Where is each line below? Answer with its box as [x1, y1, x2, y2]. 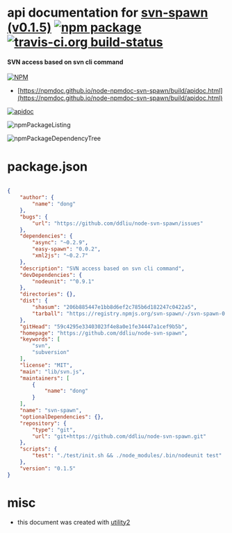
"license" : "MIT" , [19, 362, 73, 369]
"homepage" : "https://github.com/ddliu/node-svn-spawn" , [19, 330, 188, 337]
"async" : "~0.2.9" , [32, 239, 89, 246]
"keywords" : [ [19, 336, 60, 343]
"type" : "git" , [32, 426, 76, 433]
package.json [7, 158, 88, 174]
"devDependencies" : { [19, 271, 82, 278]
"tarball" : [32, 310, 64, 317]
